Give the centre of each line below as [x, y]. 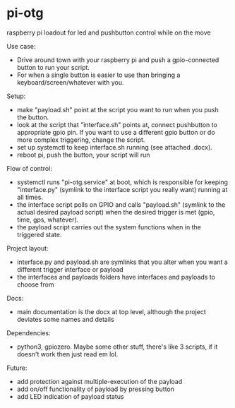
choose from [35, 284]
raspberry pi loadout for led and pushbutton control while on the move [109, 32]
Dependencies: [29, 332]
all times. [30, 197]
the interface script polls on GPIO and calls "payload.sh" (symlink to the [121, 204]
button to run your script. [53, 67]
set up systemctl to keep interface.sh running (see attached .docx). [114, 147]
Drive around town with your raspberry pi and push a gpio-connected [118, 60]
